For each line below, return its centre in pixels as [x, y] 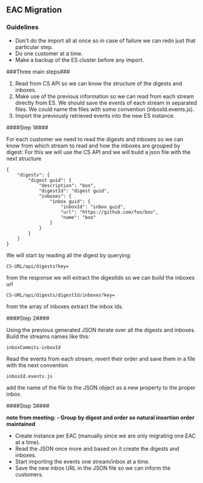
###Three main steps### [38, 72]
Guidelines [22, 27]
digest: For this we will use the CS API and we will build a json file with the [98, 152]
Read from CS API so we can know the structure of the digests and [98, 83]
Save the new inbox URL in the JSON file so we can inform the [93, 468]
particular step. [34, 47]
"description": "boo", [67, 185]
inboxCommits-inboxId [34, 347]
